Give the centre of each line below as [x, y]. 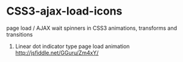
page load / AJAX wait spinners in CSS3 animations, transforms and [92, 28]
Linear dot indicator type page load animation [72, 46]
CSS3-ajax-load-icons [64, 11]
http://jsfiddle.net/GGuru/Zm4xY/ [57, 52]
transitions [20, 34]
